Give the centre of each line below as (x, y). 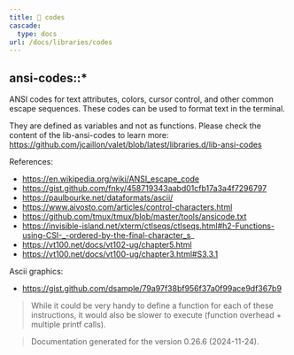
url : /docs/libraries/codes (61, 42)
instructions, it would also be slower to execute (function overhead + (156, 315)
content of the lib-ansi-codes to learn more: (89, 135)
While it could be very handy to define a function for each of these (152, 305)
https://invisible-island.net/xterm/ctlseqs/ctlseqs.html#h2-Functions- (148, 226)
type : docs (37, 34)
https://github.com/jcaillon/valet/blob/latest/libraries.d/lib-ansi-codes (136, 145)
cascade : (25, 26)
